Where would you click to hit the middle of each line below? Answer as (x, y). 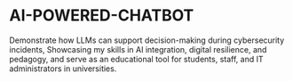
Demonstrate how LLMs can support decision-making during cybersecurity (147, 40)
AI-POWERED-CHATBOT (102, 16)
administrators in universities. (63, 69)
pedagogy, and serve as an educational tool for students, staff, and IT (136, 59)
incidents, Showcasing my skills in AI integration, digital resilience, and (138, 49)
